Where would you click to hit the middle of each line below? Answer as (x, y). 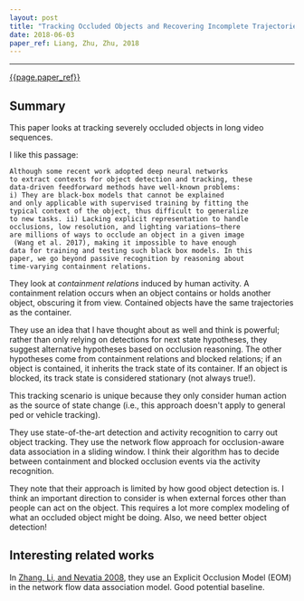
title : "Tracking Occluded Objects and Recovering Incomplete (129, 26)
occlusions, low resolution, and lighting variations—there (125, 228)
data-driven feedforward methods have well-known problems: (125, 188)
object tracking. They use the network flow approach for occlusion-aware (147, 442)
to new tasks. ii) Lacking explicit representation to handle (129, 219)
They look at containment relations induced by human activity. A (129, 284)
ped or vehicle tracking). (55, 415)
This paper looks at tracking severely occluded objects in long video (137, 128)
